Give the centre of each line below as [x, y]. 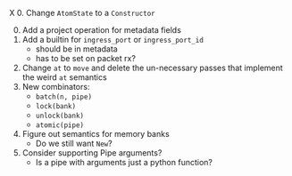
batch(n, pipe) [63, 97]
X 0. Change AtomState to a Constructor [82, 13]
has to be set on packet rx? [86, 58]
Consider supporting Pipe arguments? [92, 153]
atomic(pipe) [60, 125]
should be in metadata [76, 49]
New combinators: [56, 87]
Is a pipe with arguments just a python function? [124, 162]
